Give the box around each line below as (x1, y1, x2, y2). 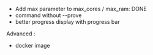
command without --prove (15, 12, 82, 19)
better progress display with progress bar (15, 18, 121, 25)
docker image (15, 42, 50, 49)
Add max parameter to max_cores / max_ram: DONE (15, 5, 147, 12)
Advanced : (6, 30, 35, 37)
